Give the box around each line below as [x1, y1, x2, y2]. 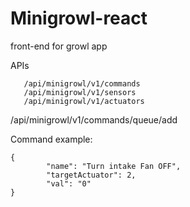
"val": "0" [46, 178, 92, 189]
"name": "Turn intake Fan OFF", [46, 161, 182, 171]
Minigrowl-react [10, 7, 148, 30]
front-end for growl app [10, 40, 108, 52]
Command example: [10, 133, 93, 145]
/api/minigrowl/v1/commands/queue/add [10, 113, 178, 126]
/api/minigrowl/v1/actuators [23, 96, 145, 106]
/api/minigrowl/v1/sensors [23, 87, 137, 97]
